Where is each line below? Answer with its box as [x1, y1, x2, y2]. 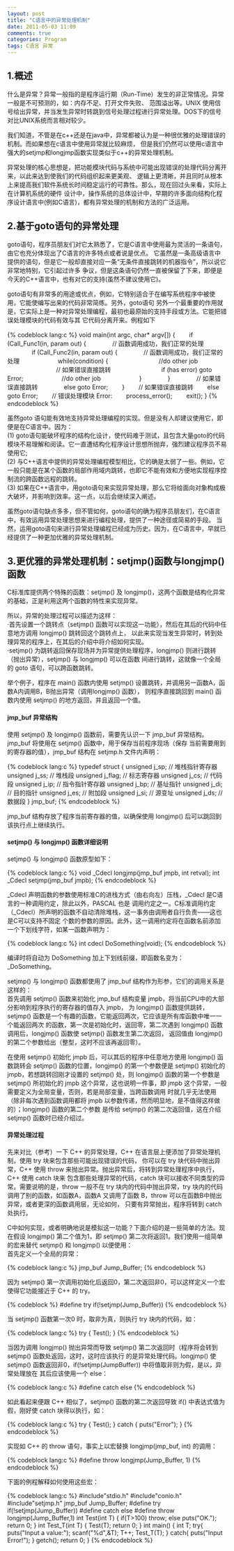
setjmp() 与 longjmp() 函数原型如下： [7, 855, 113, 863]
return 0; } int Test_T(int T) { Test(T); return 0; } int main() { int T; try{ [7, 1521, 203, 1529]
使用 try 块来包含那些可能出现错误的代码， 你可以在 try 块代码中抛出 [19, 1157, 214, 1165]
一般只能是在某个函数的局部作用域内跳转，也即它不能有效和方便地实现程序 [7, 466, 221, 474]
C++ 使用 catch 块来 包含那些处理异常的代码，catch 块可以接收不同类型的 [7, 1174, 219, 1183]
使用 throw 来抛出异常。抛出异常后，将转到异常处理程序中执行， [33, 1165, 219, 1174]
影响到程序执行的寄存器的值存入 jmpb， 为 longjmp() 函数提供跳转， [13, 1003, 209, 1011]
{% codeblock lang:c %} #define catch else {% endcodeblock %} [7, 1383, 196, 1392]
